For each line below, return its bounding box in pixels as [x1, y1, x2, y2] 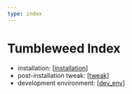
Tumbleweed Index [7, 40, 121, 56]
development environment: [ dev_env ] [17, 79, 125, 87]
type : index [7, 10, 42, 18]
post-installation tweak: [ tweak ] [17, 71, 110, 79]
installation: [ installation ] [17, 64, 88, 72]
